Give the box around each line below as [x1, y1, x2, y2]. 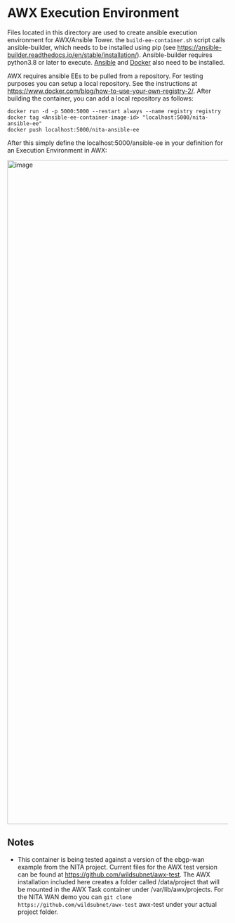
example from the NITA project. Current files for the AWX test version [17, 862, 218, 871]
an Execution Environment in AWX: [7, 146, 107, 154]
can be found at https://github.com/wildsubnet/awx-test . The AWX [17, 870, 210, 879]
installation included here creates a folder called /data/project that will [17, 877, 220, 886]
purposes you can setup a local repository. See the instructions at [7, 79, 198, 87]
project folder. [17, 908, 58, 916]
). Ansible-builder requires [136, 51, 213, 59]
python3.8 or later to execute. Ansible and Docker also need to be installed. [7, 58, 225, 66]
